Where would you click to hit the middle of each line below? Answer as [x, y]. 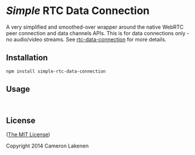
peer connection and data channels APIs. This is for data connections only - [98, 33]
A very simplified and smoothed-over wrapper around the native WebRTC [95, 27]
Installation [27, 58]
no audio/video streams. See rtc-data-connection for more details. [86, 39]
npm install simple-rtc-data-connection [56, 71]
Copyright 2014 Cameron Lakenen [47, 146]
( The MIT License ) [28, 135]
